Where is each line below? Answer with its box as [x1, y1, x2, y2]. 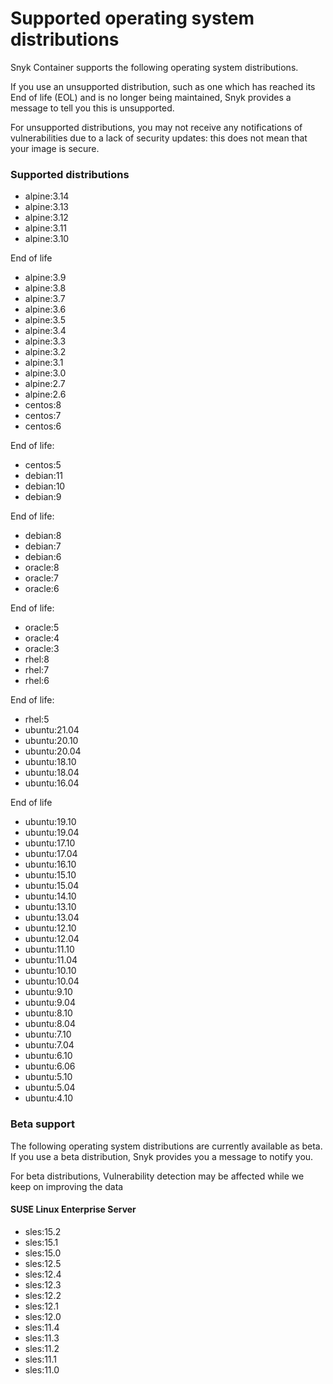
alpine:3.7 [24, 293, 66, 305]
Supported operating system [10, 7, 255, 30]
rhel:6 [24, 675, 50, 687]
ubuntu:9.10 [24, 986, 73, 998]
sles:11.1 [24, 1353, 58, 1365]
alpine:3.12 [24, 212, 69, 224]
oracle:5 [24, 622, 60, 634]
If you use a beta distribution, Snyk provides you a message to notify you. [10, 1150, 314, 1162]
